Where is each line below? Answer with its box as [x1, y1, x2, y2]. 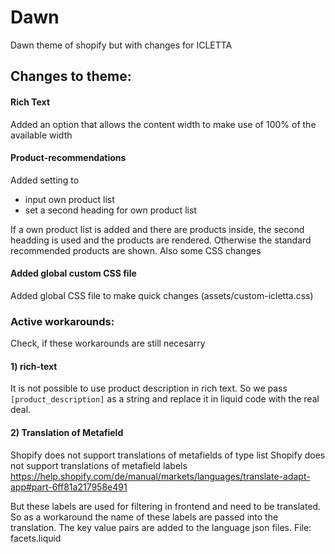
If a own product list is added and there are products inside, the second [10, 223, 305, 235]
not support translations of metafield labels [10, 459, 188, 471]
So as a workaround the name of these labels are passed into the [10, 511, 279, 523]
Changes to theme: [10, 68, 132, 85]
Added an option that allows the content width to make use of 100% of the [10, 118, 317, 130]
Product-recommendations [10, 152, 127, 164]
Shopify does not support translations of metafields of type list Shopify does [10, 449, 326, 461]
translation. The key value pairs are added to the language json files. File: [10, 521, 312, 533]
